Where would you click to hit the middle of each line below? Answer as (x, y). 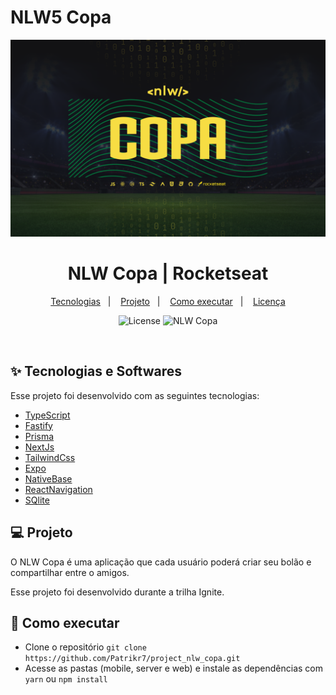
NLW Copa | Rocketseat (168, 273)
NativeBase (48, 478)
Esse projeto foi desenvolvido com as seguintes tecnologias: (135, 395)
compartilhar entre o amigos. (70, 572)
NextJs (39, 447)
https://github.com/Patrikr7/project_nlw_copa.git (132, 659)
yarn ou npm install (66, 679)
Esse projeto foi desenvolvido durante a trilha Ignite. (117, 592)
